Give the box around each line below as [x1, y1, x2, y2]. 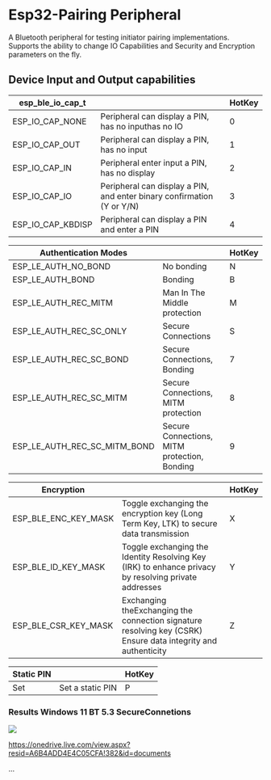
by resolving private [122, 571, 198, 583]
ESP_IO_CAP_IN [12, 162, 73, 173]
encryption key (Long [122, 508, 203, 519]
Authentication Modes [39, 247, 127, 258]
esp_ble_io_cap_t [19, 97, 86, 108]
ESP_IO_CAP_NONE [12, 116, 87, 127]
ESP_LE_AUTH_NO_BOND [12, 260, 111, 272]
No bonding [162, 260, 207, 272]
